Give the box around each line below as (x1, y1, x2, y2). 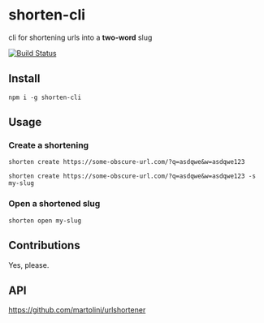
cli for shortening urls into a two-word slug (8, 32, 153, 42)
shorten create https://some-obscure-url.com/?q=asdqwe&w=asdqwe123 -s (8, 172, 256, 180)
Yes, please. (8, 260, 50, 269)
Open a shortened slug (8, 198, 101, 209)
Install (8, 71, 41, 86)
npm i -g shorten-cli (8, 93, 82, 101)
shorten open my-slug (8, 217, 82, 225)
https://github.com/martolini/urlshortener (8, 305, 146, 315)
